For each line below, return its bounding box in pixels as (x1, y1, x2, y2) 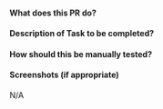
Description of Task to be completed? (9, 28, 155, 39)
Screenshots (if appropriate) (9, 69, 120, 81)
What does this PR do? (9, 7, 97, 18)
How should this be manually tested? (9, 48, 153, 59)
